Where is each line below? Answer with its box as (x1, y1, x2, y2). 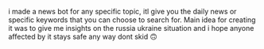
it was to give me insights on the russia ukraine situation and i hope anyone (8, 24, 254, 32)
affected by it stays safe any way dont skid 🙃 (8, 32, 157, 41)
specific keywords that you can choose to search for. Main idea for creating (8, 15, 256, 24)
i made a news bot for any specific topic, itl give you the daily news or (8, 7, 237, 16)
